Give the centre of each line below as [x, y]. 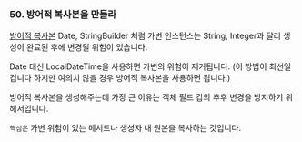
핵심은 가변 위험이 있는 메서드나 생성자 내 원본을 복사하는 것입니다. [126, 128]
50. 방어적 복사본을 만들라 [63, 14]
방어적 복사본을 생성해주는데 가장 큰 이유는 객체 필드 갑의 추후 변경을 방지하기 [146, 97]
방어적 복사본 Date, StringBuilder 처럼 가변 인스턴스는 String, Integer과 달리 [146, 36]
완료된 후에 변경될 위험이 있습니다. [87, 47]
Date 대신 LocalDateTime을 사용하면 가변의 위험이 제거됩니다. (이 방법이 [138, 66]
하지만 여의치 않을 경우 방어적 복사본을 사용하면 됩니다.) [132, 78]
